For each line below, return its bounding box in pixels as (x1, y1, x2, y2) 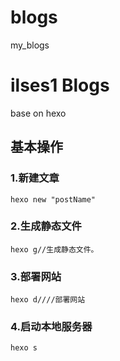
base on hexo (10, 107, 67, 119)
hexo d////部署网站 (10, 295, 86, 305)
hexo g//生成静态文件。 (10, 244, 99, 255)
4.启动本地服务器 (10, 320, 93, 334)
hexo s (10, 343, 38, 353)
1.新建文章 (10, 171, 60, 185)
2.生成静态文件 (10, 219, 82, 233)
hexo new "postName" (10, 194, 97, 205)
